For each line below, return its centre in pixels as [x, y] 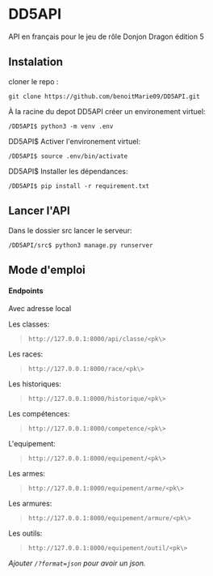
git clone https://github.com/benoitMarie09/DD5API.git [104, 96]
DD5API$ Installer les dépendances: [68, 171]
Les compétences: [39, 414]
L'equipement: [32, 444]
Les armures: [30, 504]
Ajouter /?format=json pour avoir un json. [77, 563]
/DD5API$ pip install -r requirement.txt [79, 186]
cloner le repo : [33, 81]
